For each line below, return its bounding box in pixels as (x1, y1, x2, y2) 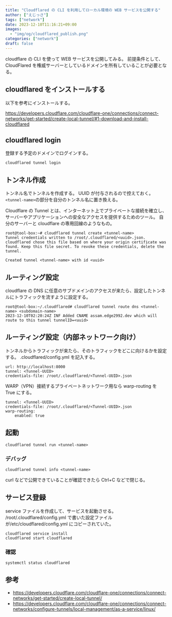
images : (5, 27, 22, 32)
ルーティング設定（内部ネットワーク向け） (5, 333, 140, 342)
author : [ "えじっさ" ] (5, 12, 49, 17)
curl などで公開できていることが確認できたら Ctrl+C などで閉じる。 (5, 477, 148, 483)
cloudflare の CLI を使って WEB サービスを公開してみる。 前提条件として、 (5, 56, 163, 62)
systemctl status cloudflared (5, 560, 70, 566)
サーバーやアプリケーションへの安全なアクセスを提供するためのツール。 (5, 214, 158, 220)
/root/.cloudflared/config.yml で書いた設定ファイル (5, 514, 113, 520)
